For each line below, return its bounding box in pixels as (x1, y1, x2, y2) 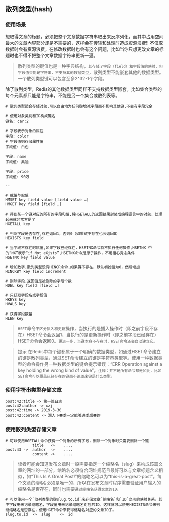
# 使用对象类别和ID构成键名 (5, 113, 56, 118)
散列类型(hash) (5, 5, 53, 14)
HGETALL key (5, 221, 30, 226)
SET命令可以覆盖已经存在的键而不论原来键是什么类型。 (17, 374, 115, 379)
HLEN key (5, 316, 24, 321)
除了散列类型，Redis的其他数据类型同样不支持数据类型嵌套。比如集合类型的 (5, 86, 162, 92)
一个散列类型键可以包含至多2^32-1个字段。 (17, 75, 107, 81)
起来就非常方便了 (5, 217, 36, 222)
